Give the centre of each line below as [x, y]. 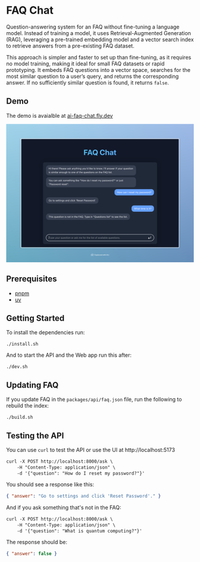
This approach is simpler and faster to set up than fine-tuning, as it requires [99, 57]
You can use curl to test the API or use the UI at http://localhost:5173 [91, 450]
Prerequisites [32, 279]
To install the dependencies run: [46, 332]
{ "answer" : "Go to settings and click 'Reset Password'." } [84, 496]
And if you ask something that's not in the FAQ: [64, 507]
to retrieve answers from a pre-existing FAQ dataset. [71, 46]
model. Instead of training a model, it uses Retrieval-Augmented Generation [99, 33]
